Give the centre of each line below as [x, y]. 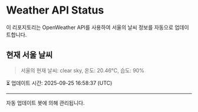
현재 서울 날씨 [29, 55]
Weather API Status [55, 10]
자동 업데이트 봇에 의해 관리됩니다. [45, 103]
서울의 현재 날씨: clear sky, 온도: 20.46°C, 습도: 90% [82, 70]
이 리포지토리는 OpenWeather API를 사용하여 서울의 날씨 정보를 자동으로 [90, 27]
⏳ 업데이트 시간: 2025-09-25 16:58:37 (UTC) [59, 83]
